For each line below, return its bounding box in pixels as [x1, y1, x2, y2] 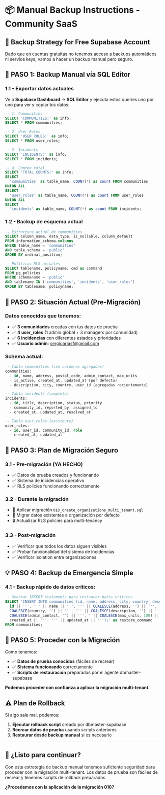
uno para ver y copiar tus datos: [5, 102, 70, 107]
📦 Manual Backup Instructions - [5, 4, 140, 16]
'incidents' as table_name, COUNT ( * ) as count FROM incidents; [9, 207, 141, 211]
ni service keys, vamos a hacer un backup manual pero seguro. [5, 56, 134, 62]
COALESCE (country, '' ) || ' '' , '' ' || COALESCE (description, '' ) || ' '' [9, 608, 162, 613]
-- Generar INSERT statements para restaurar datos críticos [5, 595, 133, 600]
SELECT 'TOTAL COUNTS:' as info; [5, 170, 74, 175]
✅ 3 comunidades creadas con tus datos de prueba [12, 324, 118, 330]
